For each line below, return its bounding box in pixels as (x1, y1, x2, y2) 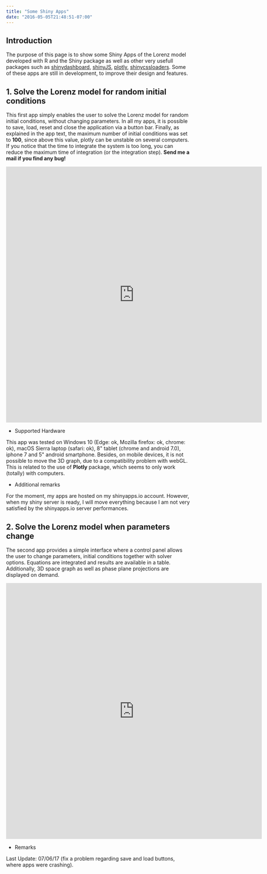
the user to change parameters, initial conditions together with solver (6, 552, 172, 559)
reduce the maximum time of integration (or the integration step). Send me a (6, 149, 190, 156)
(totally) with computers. (6, 470, 65, 477)
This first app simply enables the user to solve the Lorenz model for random (6, 112, 189, 119)
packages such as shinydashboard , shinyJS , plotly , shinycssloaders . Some (6, 64, 186, 71)
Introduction (6, 36, 53, 46)
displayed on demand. (6, 571, 60, 578)
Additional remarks (14, 481, 60, 488)
